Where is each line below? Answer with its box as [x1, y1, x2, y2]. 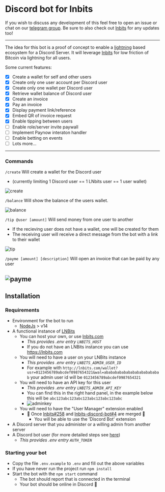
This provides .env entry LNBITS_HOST [27, 338, 102, 345]
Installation [5, 292, 40, 300]
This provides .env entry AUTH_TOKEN [19, 437, 92, 443]
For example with [27, 365, 62, 371]
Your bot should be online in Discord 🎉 [19, 481, 97, 488]
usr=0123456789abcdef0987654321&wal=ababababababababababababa [27, 370, 159, 375]
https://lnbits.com [27, 349, 63, 355]
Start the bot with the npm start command [12, 471, 98, 477]
